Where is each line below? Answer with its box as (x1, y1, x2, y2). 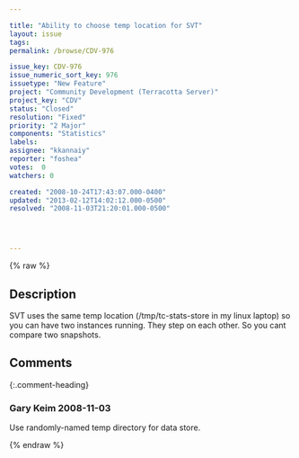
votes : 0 (9, 163, 47, 172)
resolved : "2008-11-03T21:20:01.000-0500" (9, 204, 171, 213)
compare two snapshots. (9, 329, 101, 340)
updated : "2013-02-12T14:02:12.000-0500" (9, 195, 167, 205)
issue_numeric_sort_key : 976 (9, 71, 119, 80)
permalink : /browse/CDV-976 (9, 46, 115, 55)
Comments (9, 355, 73, 371)
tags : (9, 38, 30, 47)
